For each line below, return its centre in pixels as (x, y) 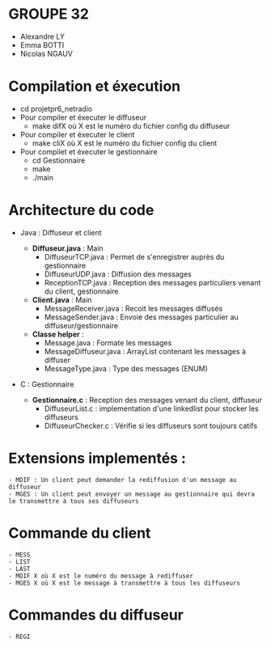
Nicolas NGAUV (46, 53)
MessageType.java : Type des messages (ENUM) (126, 368)
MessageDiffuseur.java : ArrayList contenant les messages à (145, 351)
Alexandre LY (42, 36)
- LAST (19, 569)
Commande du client (80, 533)
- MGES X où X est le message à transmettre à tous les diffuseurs (125, 583)
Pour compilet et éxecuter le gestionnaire (89, 151)
